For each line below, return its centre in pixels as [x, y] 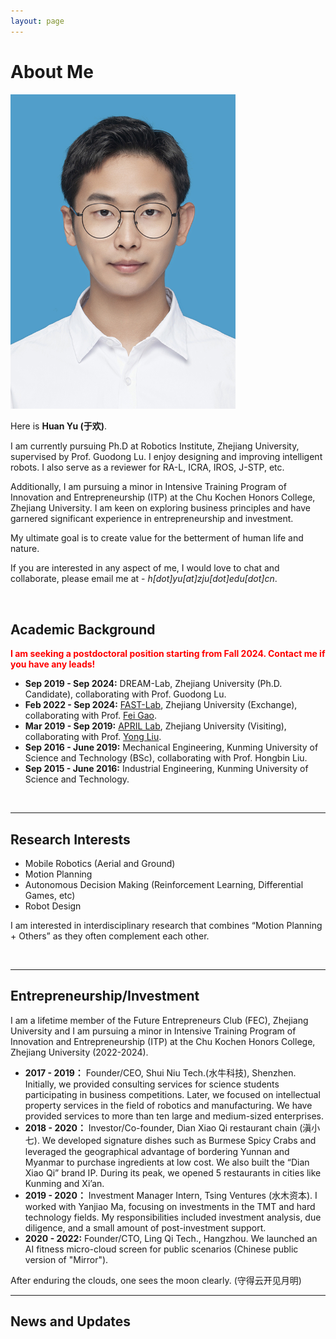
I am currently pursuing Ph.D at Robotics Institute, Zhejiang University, [155, 446]
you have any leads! [53, 664]
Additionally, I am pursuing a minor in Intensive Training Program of [148, 487]
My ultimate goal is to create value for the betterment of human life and [157, 538]
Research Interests [70, 839]
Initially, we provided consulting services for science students [152, 1084]
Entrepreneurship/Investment [105, 996]
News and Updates [71, 1321]
